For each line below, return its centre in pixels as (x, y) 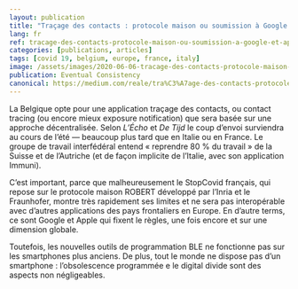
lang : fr (25, 34)
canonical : (29, 83)
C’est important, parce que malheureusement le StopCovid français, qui (140, 182)
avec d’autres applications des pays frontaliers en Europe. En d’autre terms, (147, 210)
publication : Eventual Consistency (75, 75)
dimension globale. (44, 229)
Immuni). (25, 165)
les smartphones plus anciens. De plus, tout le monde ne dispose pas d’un (145, 256)
